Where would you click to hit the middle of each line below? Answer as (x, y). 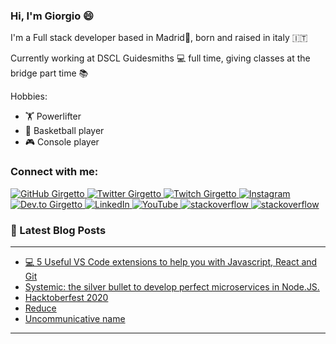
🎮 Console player (62, 142)
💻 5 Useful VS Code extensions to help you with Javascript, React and (171, 261)
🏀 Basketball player (64, 131)
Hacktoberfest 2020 (66, 297)
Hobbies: (29, 96)
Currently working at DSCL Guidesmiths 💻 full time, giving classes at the (160, 58)
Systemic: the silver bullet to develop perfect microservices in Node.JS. (172, 286)
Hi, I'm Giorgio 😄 (52, 16)
